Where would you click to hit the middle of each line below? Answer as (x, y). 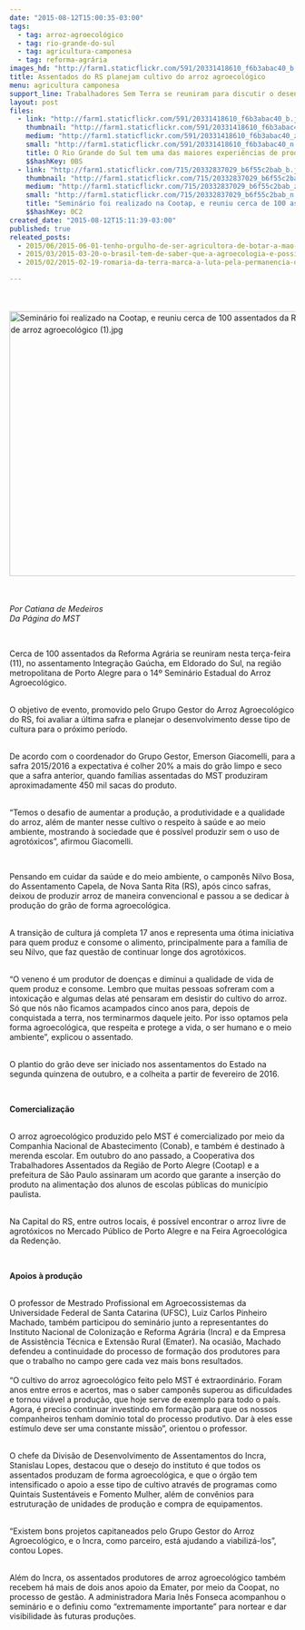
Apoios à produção (46, 1275)
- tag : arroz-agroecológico (71, 34)
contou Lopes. (36, 1550)
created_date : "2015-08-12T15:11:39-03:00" (93, 220)
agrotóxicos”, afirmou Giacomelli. (71, 841)
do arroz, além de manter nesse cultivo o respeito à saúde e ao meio (138, 821)
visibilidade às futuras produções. (73, 1615)
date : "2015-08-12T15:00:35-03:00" (77, 18)
